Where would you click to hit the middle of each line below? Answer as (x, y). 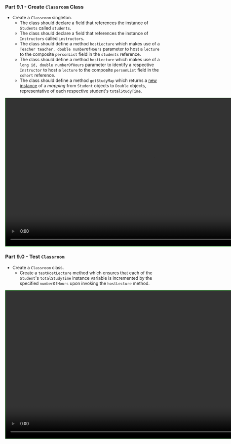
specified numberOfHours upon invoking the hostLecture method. (85, 283)
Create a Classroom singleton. (42, 18)
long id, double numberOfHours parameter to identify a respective (87, 65)
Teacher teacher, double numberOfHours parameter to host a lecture (89, 49)
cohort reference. (38, 75)
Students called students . (45, 28)
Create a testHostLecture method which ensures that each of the (86, 273)
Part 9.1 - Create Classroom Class (44, 7)
